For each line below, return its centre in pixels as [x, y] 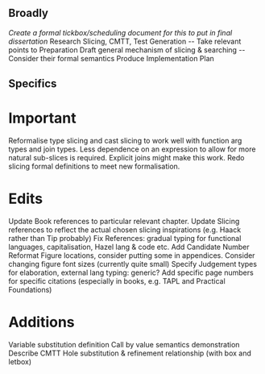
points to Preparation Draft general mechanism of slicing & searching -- [127, 50]
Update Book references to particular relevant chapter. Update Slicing [124, 222]
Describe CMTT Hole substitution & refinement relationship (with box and [130, 353]
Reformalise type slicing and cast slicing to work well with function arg [125, 141]
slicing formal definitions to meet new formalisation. [94, 166]
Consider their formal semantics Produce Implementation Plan [112, 58]
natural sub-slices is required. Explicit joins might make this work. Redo [126, 158]
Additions [41, 322]
